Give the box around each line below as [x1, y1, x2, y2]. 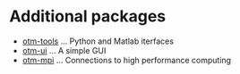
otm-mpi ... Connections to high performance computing [21, 54, 231, 65]
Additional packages [9, 6, 167, 27]
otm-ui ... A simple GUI [21, 45, 107, 55]
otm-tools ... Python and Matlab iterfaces [21, 36, 175, 46]
